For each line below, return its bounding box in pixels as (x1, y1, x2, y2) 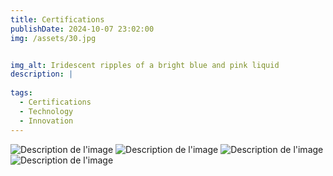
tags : (10, 88, 33, 98)
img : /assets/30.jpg (10, 33, 97, 43)
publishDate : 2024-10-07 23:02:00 (10, 24, 155, 34)
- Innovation (19, 116, 74, 126)
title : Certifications (10, 14, 105, 25)
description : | (10, 69, 74, 80)
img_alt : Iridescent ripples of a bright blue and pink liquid (10, 60, 280, 70)
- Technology (19, 106, 74, 116)
